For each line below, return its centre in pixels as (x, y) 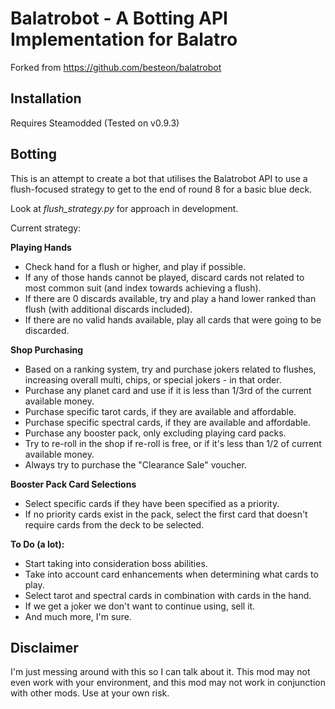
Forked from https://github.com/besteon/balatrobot (116, 67)
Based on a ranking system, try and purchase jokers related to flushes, (170, 369)
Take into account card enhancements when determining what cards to (171, 574)
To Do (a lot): (37, 544)
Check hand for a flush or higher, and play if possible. (135, 266)
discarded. (47, 330)
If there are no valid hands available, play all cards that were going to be (173, 319)
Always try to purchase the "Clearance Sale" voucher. (135, 464)
